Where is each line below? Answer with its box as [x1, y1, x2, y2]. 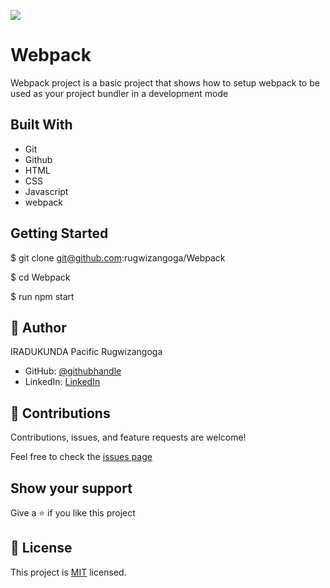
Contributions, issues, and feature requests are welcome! [10, 431, 247, 444]
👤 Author [10, 319, 67, 336]
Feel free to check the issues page [10, 451, 153, 463]
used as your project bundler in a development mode [10, 87, 229, 99]
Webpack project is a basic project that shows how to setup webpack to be [10, 76, 320, 89]
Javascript [24, 185, 69, 197]
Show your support [10, 480, 133, 497]
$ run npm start [10, 290, 75, 302]
